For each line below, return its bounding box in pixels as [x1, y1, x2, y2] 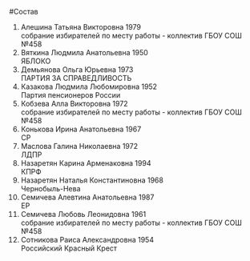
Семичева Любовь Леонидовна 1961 [20, 210, 147, 219]
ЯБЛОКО [20, 56, 51, 66]
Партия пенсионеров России [20, 90, 121, 99]
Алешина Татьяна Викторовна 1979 [20, 22, 141, 31]
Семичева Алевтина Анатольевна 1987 [20, 192, 155, 202]
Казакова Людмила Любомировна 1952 [20, 82, 158, 91]
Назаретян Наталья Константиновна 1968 [20, 175, 163, 185]
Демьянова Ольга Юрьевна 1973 [20, 65, 134, 74]
